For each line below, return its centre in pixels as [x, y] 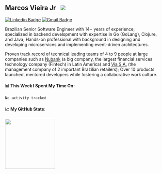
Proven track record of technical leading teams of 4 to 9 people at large [76, 54]
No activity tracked [26, 98]
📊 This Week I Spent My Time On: [40, 86]
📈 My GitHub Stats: [25, 109]
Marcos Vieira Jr [31, 8]
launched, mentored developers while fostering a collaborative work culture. [81, 74]
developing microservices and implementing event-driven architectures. [77, 44]
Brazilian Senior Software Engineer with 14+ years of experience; [70, 29]
